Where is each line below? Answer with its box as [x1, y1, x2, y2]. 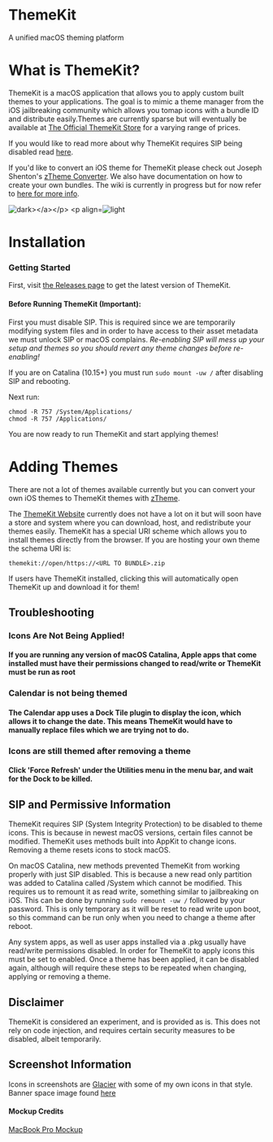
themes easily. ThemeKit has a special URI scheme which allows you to [8, 526, 248, 536]
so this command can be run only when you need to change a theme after [8, 913, 256, 922]
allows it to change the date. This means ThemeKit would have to [8, 716, 233, 726]
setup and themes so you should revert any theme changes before [8, 343, 232, 353]
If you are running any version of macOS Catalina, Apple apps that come [8, 650, 258, 660]
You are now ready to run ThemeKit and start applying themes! [8, 429, 219, 438]
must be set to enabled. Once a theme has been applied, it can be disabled [8, 954, 259, 965]
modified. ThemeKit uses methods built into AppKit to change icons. [8, 836, 237, 847]
